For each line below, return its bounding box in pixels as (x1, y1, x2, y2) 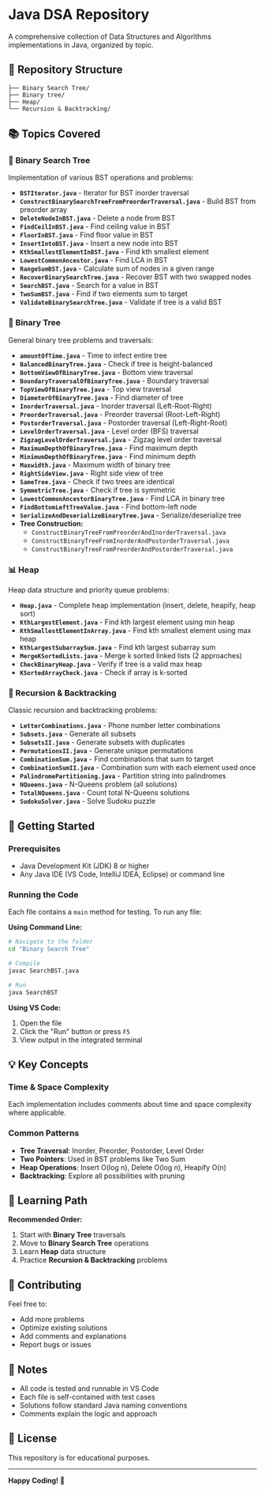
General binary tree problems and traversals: (8, 335, 154, 345)
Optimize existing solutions (19, 1323, 108, 1332)
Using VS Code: (8, 1002, 62, 1012)
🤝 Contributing (8, 1278, 82, 1291)
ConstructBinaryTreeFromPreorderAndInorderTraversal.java (31, 529, 226, 536)
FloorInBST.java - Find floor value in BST (19, 230, 154, 240)
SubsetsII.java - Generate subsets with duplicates (19, 737, 185, 747)
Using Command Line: (8, 923, 83, 932)
